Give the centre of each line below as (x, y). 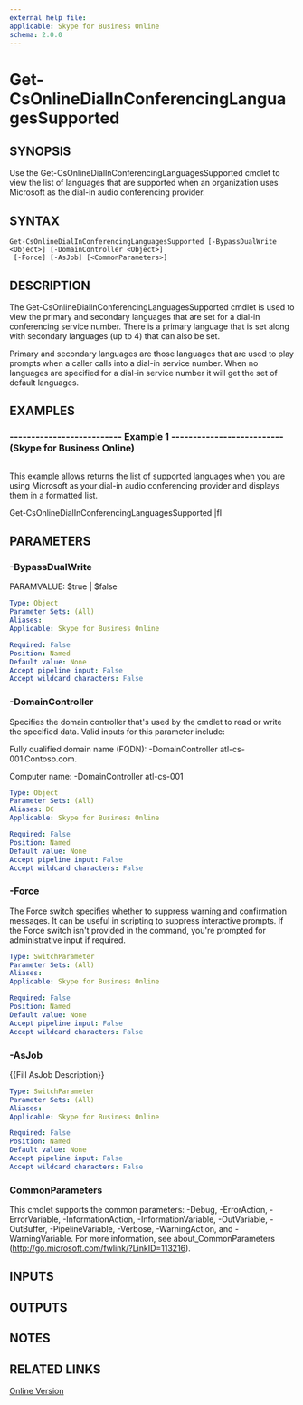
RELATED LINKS (55, 1369)
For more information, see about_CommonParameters (175, 1239)
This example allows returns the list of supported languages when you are (147, 476)
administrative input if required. (68, 940)
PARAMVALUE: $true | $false (63, 586)
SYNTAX (35, 221)
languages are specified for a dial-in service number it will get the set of (144, 373)
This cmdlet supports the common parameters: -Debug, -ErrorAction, (139, 1210)
